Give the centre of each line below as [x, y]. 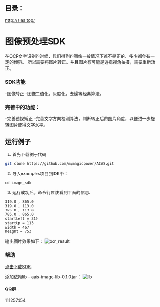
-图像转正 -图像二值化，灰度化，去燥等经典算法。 [54, 94]
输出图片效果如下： [24, 241]
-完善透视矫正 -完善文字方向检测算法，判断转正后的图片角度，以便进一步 [78, 119]
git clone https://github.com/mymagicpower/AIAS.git [60, 164]
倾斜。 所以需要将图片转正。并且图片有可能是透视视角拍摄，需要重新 [82, 62]
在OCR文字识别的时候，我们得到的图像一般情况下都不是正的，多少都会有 [78, 56]
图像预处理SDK [35, 41]
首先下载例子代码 [29, 154]
